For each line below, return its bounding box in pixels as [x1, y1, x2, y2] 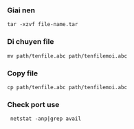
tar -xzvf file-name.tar [7, 21, 78, 28]
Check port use [7, 99, 60, 109]
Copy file [7, 68, 38, 78]
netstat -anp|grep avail [10, 115, 81, 122]
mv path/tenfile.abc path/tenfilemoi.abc [7, 52, 128, 60]
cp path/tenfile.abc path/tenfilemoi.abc [7, 84, 128, 91]
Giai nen [7, 5, 36, 15]
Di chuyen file [7, 37, 54, 47]
